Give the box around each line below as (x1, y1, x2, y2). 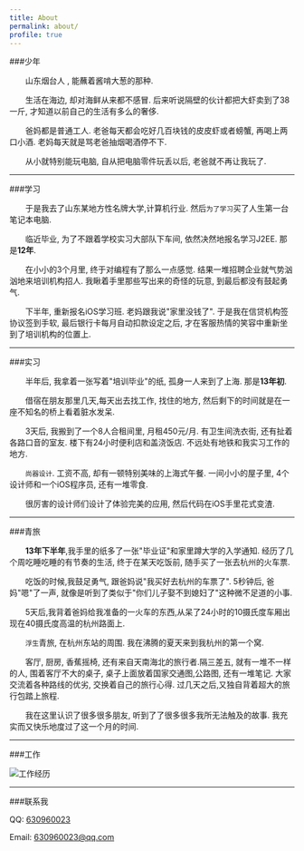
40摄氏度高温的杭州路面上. (24, 618, 125, 629)
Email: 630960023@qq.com (9, 832, 115, 843)
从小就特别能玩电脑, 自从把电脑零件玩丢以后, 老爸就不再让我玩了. (24, 156, 267, 167)
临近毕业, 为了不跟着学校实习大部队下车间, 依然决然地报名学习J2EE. (24, 233, 278, 245)
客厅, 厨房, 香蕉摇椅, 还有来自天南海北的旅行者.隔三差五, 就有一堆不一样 (24, 657, 291, 668)
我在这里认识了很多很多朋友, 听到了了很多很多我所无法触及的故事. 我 (24, 709, 280, 721)
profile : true (9, 30, 63, 39)
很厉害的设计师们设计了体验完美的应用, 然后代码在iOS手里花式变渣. (24, 498, 276, 509)
